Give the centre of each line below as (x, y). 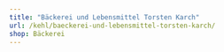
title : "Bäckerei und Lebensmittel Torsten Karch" (104, 17)
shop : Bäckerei (37, 33)
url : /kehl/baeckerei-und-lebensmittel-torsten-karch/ (112, 26)
